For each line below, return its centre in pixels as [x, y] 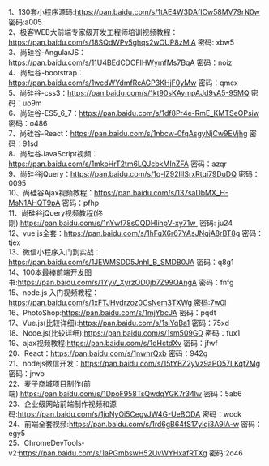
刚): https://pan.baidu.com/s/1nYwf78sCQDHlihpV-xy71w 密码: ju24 [121, 223]
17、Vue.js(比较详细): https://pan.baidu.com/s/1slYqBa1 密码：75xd [119, 323]
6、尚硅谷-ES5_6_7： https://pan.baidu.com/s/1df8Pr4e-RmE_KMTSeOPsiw [134, 113]
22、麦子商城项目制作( [46, 384]
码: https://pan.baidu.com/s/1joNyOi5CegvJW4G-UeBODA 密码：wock [125, 414]
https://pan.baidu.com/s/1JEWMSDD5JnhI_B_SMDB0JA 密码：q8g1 [121, 262]
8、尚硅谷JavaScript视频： [53, 154]
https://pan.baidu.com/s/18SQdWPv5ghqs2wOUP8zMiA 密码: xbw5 [122, 42]
